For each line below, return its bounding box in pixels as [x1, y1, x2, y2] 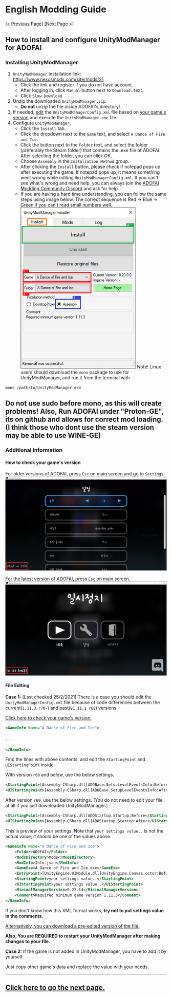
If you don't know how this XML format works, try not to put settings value [5, 907, 164, 913]
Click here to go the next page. [5, 983, 105, 992]
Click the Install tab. [20, 125, 66, 132]
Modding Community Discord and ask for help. [20, 185, 119, 191]
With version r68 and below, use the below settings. [5, 772, 114, 778]
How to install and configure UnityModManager [5, 35, 160, 44]
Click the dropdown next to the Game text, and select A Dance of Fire [20, 131, 165, 137]
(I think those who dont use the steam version [5, 423, 155, 432]
